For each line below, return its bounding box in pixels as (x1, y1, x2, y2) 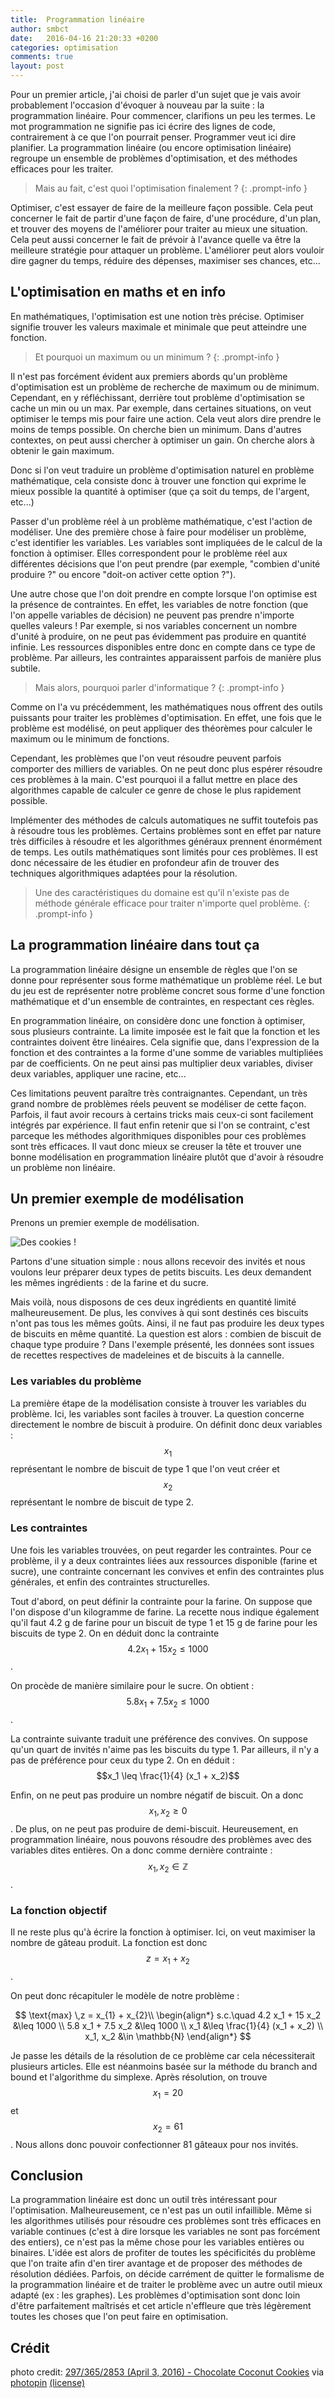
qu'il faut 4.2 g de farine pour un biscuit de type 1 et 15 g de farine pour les (10, 1616, 318, 1628)
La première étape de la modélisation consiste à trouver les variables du (10, 1397, 307, 1409)
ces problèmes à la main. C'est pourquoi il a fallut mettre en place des (10, 773, 298, 785)
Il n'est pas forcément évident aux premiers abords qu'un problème (10, 370, 288, 382)
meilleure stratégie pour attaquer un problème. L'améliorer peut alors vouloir (10, 244, 325, 256)
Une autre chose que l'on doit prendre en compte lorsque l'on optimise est (10, 587, 318, 600)
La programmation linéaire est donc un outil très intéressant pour (10, 2194, 278, 2206)
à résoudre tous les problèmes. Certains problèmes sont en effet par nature (10, 824, 322, 836)
